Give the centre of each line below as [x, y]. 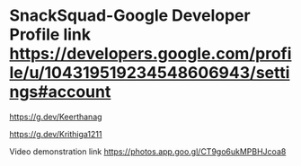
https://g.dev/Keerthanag [56, 117]
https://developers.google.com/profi [150, 54]
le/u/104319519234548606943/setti [150, 73]
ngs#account [60, 92]
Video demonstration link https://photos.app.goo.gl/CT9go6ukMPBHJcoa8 [148, 151]
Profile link [50, 35]
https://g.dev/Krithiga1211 [56, 134]
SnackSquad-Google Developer [130, 16]
